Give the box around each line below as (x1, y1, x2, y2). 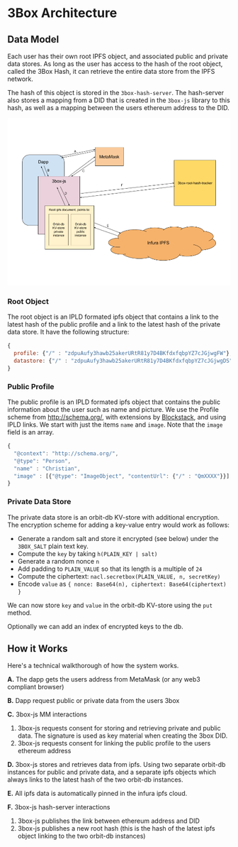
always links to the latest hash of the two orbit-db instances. (7, 775, 183, 784)
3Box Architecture (7, 5, 118, 21)
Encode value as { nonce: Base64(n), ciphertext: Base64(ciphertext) (17, 579, 227, 588)
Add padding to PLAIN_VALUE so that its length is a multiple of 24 (17, 564, 203, 573)
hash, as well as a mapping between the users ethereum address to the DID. (7, 104, 230, 111)
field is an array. (7, 428, 55, 437)
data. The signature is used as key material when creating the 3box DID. (17, 731, 228, 740)
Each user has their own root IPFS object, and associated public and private (7, 52, 229, 60)
